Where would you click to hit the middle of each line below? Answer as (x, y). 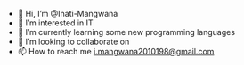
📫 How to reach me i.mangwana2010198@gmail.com (116, 51)
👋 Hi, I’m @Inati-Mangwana (68, 14)
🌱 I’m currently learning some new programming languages (126, 32)
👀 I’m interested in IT (55, 23)
